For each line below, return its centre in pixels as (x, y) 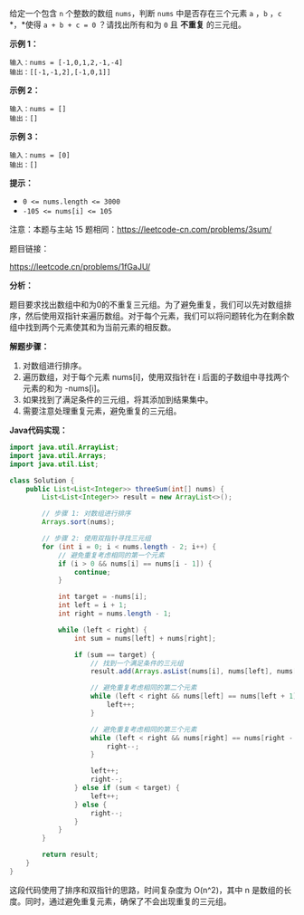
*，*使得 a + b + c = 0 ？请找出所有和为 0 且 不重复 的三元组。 (128, 24)
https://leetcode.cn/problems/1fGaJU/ (80, 267)
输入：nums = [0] (40, 156)
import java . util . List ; (54, 464)
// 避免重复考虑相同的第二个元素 (143, 688)
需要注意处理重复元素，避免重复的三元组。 (102, 411)
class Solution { (42, 481)
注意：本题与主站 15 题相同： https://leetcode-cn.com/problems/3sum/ (141, 229)
